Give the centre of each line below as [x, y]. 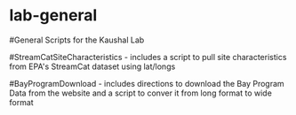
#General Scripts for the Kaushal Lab [77, 40]
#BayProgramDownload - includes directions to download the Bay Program [147, 83]
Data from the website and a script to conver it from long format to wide [141, 93]
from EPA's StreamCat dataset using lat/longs [92, 66]
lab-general [53, 15]
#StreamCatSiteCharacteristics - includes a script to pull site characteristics [148, 57]
